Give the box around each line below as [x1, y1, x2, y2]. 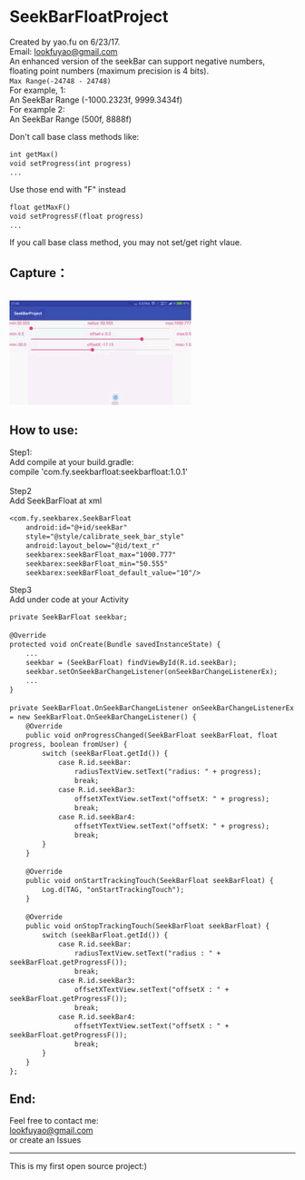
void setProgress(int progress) [9, 159, 132, 168]
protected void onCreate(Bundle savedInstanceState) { [9, 640, 221, 649]
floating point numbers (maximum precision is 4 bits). [9, 65, 210, 76]
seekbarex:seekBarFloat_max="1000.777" [25, 550, 177, 560]
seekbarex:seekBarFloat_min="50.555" [25, 559, 169, 569]
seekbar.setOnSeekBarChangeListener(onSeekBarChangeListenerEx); [25, 667, 279, 676]
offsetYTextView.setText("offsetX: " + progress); [74, 821, 271, 830]
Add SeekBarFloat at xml [9, 495, 103, 506]
